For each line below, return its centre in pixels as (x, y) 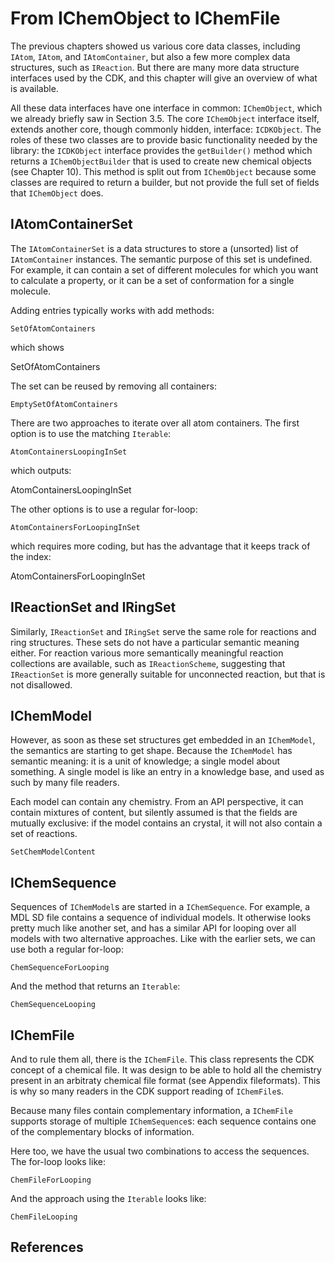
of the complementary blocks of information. (102, 1131)
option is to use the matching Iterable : (91, 433)
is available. (34, 88)
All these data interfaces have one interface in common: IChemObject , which (166, 108)
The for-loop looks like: (58, 1161)
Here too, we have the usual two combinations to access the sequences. (160, 1151)
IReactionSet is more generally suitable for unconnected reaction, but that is (168, 674)
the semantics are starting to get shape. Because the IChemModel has (151, 751)
